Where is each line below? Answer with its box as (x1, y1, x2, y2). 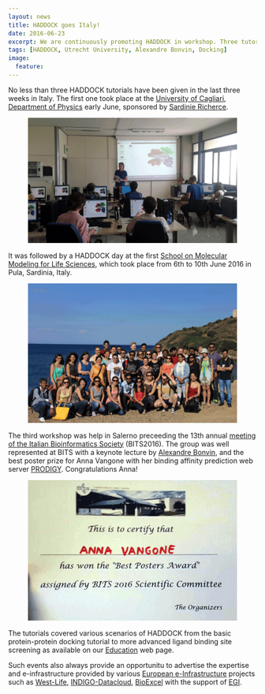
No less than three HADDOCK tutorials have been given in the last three (8, 85, 241, 95)
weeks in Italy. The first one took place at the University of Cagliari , (8, 93, 226, 103)
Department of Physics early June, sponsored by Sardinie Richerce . (8, 102, 229, 111)
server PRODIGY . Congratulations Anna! (8, 464, 138, 473)
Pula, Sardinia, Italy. (8, 268, 73, 278)
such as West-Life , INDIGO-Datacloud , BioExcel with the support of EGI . (8, 677, 242, 687)
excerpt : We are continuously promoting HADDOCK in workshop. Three (8, 38, 238, 46)
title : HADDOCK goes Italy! (8, 21, 101, 29)
